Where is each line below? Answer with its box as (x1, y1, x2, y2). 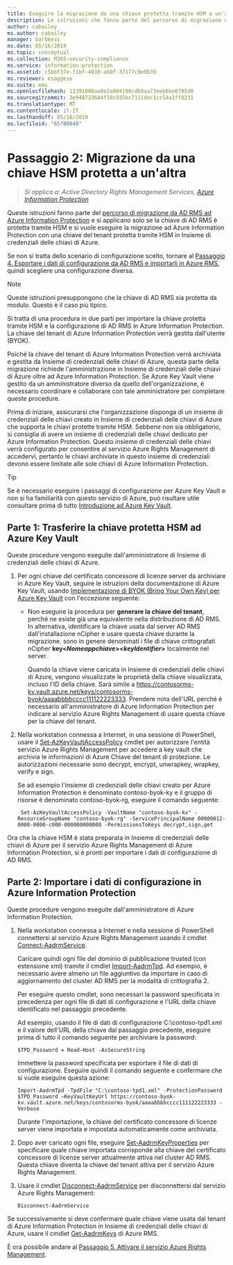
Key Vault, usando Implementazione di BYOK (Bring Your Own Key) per (17, 587, 220, 595)
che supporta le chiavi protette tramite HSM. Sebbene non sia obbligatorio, (7, 422, 221, 431)
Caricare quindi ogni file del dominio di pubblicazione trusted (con (17, 955, 207, 963)
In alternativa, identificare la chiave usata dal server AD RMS (27, 622, 201, 630)
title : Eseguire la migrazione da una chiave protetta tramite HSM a (7, 10, 213, 17)
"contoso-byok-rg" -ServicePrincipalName (73, 816, 195, 822)
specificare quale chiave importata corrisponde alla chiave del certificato (17, 1146, 226, 1154)
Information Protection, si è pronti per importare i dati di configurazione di (7, 848, 218, 857)
